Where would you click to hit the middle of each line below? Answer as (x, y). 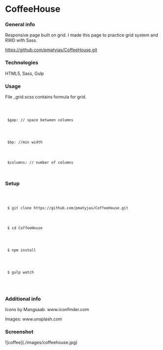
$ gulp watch (21, 272)
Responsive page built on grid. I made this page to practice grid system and (82, 35)
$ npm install (22, 250)
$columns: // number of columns (40, 162)
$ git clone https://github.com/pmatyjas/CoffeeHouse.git (68, 208)
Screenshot (19, 332)
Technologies (22, 63)
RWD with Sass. (21, 40)
